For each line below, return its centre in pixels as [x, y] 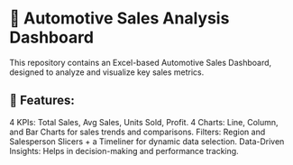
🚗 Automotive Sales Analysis [119, 18]
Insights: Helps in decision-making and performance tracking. [124, 151]
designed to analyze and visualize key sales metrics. [107, 72]
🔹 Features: [42, 101]
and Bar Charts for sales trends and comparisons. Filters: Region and [137, 132]
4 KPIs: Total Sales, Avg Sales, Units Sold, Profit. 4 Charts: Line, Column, [144, 122]
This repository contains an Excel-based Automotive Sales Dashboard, [141, 62]
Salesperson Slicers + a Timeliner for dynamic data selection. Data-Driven [147, 141]
